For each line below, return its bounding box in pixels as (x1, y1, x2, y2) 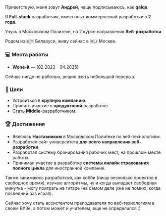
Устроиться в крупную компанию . (12, 97, 87, 103)
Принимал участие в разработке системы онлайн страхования (12, 160, 149, 166)
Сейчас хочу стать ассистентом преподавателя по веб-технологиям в (5, 200, 155, 206)
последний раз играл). (5, 190, 53, 196)
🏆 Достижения (5, 121, 45, 128)
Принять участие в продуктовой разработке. (12, 102, 110, 108)
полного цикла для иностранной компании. (12, 165, 106, 171)
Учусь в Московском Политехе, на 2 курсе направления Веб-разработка (5, 29, 162, 34)
